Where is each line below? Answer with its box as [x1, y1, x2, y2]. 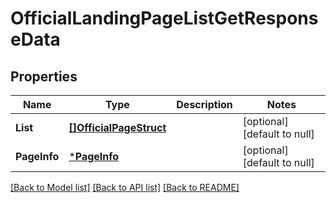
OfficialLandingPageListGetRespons [10, 7, 319, 30]
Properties [10, 68, 78, 85]
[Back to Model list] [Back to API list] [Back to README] [10, 182, 240, 193]
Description [176, 98, 233, 111]
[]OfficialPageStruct [68, 121, 167, 134]
